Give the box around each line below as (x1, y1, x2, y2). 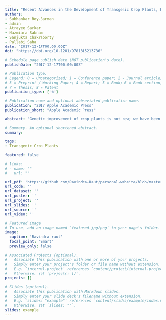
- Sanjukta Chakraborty (5, 35, 54, 40)
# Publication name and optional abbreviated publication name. (5, 98, 140, 103)
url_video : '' (5, 212, 35, 217)
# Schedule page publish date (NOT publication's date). (5, 57, 125, 62)
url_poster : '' (5, 193, 37, 198)
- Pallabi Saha (5, 40, 37, 45)
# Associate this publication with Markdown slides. (5, 289, 121, 294)
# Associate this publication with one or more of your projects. (5, 257, 149, 262)
